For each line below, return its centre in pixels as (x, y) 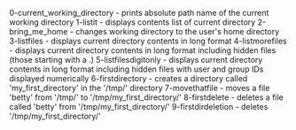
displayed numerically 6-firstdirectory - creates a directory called (129, 78)
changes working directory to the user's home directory (177, 31)
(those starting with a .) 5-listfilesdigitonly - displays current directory (136, 60)
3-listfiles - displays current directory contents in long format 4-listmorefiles (148, 41)
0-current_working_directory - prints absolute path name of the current (139, 13)
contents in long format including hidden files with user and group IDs (136, 69)
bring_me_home (39, 31)
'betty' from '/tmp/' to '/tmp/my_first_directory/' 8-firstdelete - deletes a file (146, 97)
